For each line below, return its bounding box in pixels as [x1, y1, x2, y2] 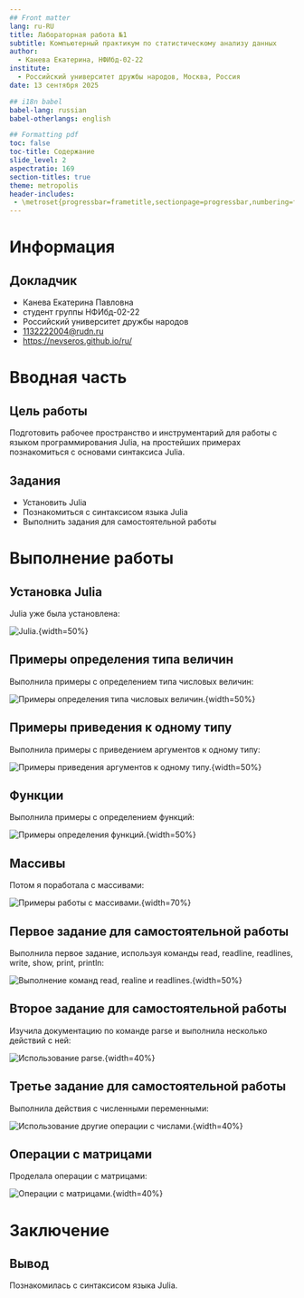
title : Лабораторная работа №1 [9, 30, 128, 39]
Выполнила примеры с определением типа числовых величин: [9, 676, 254, 687]
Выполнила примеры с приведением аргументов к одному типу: [9, 744, 261, 755]
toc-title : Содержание [9, 147, 95, 157]
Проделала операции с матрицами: [9, 1171, 147, 1182]
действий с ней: [9, 1035, 71, 1046]
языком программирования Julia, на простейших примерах [9, 437, 242, 448]
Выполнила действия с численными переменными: [9, 1103, 210, 1114]
